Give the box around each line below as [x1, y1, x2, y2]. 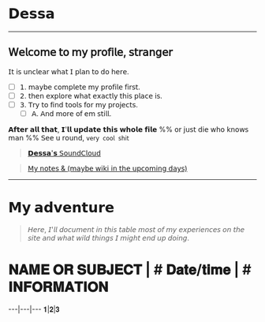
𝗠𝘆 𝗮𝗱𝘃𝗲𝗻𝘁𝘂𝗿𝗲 [8, 199, 114, 217]
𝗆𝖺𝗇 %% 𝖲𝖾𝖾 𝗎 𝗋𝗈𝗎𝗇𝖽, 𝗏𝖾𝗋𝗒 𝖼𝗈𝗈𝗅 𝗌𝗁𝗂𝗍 [8, 133, 129, 142]
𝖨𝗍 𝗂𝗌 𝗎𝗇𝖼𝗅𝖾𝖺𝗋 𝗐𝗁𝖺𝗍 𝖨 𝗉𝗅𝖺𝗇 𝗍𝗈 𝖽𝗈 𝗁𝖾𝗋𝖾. [8, 66, 129, 76]
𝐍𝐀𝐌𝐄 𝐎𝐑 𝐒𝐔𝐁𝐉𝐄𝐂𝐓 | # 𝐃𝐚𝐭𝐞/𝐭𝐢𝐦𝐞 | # [8, 261, 252, 279]
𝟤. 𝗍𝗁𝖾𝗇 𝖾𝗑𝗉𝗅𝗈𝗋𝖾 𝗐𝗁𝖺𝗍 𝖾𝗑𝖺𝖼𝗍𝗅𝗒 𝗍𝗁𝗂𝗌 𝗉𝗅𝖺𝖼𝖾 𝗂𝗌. [19, 91, 163, 100]
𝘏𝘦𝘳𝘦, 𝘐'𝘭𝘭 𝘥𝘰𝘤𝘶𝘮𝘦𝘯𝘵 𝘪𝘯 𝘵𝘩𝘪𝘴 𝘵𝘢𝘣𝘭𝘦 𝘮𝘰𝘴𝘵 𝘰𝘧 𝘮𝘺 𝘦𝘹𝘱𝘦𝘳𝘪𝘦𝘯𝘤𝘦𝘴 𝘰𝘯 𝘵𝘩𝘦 [27, 224, 245, 234]
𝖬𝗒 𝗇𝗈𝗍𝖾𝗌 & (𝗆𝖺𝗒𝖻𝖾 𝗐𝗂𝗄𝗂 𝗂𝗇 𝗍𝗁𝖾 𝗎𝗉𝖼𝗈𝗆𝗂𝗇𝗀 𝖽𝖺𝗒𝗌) [27, 163, 188, 173]
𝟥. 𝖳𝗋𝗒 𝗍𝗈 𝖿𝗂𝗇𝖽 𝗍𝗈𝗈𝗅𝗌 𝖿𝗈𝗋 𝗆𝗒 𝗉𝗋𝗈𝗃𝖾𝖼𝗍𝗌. [19, 99, 138, 109]
